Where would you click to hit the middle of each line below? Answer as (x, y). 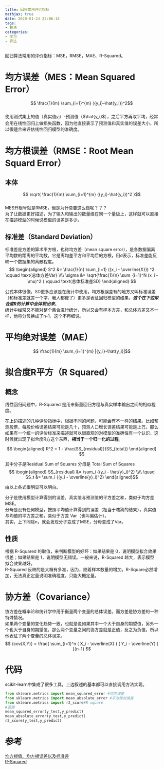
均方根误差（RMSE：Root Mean (69, 151)
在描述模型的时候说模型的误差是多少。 (43, 220)
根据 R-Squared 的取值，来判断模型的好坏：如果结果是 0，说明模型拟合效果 (81, 551)
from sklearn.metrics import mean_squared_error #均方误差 (65, 694)
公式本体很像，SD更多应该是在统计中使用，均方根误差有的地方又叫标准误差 (81, 292)
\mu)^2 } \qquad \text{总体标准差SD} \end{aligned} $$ (82, 281)
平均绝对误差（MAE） (49, 337)
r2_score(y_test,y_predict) (34, 721)
